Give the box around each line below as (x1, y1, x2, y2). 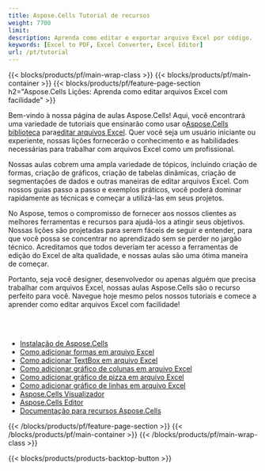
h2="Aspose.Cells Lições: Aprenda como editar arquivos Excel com (8, 87, 228, 96)
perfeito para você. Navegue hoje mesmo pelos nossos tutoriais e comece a (8, 291, 257, 301)
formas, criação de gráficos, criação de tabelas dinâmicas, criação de (8, 168, 237, 177)
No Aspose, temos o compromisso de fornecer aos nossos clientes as (8, 209, 237, 218)
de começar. (8, 259, 49, 268)
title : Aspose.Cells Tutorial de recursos (8, 11, 150, 20)
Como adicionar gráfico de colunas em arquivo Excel (19, 364, 192, 373)
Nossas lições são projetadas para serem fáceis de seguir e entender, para (8, 226, 253, 234)
